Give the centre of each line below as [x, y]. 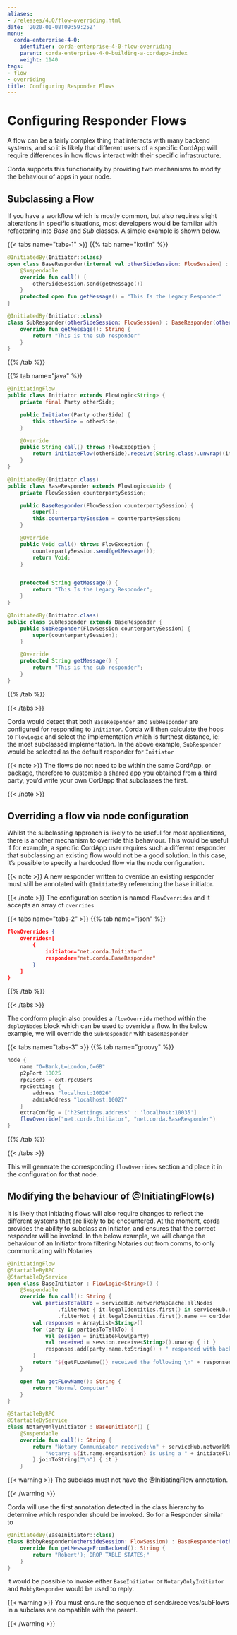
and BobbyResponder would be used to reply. [71, 1589]
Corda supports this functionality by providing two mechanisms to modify [114, 169]
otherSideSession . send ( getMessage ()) [88, 284]
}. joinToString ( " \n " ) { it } [75, 1460]
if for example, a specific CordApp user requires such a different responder [117, 848]
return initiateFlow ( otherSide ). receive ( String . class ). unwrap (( [129, 454]
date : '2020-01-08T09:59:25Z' [52, 27]
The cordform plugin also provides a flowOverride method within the [107, 1019]
